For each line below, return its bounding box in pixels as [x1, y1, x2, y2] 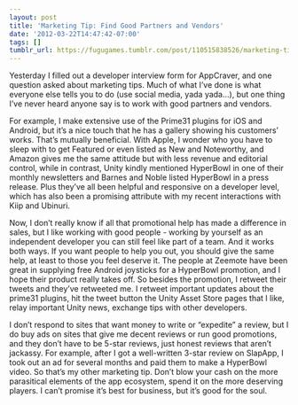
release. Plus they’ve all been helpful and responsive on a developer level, [9, 182, 279, 192]
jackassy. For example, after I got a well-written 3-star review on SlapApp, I [9, 347, 284, 359]
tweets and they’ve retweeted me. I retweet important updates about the [9, 284, 274, 294]
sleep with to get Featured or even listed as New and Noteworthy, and [9, 144, 264, 155]
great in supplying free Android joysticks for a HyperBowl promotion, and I [9, 265, 281, 276]
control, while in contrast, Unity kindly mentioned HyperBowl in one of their [9, 163, 284, 174]
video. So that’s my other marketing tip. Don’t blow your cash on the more [9, 367, 278, 378]
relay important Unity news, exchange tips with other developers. [9, 302, 248, 313]
